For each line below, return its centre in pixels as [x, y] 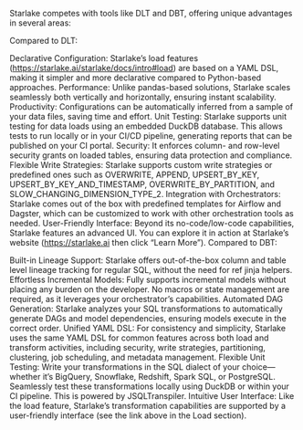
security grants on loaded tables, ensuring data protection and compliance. [151, 155]
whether [25, 377]
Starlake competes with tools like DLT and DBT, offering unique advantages [151, 13]
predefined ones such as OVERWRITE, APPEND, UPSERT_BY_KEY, [135, 174]
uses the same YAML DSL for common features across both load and [139, 338]
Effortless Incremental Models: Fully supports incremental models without [148, 279]
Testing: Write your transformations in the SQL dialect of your [125, 367]
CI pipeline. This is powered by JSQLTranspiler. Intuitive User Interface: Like [152, 396]
